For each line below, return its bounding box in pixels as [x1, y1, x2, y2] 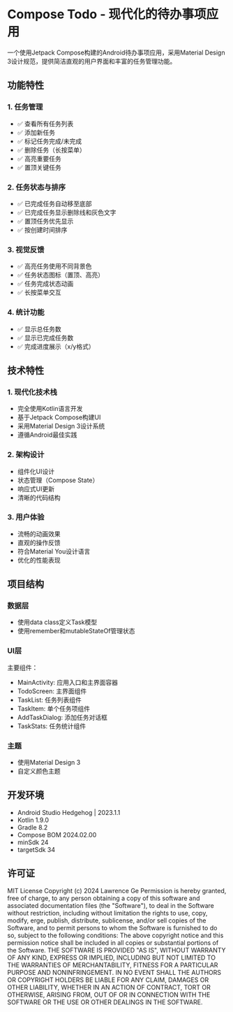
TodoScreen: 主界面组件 [17, 686, 87, 695]
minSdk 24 [17, 838, 49, 846]
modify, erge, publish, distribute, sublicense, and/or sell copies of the [7, 916, 206, 925]
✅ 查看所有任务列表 [17, 120, 74, 128]
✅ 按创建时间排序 [17, 225, 68, 234]
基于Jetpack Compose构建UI [17, 413, 101, 421]
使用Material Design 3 [17, 758, 81, 767]
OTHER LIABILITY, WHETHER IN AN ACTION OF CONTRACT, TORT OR [7, 983, 211, 991]
